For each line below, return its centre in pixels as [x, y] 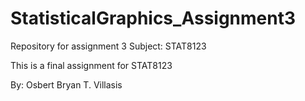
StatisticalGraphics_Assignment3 [153, 18]
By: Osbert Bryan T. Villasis [66, 84]
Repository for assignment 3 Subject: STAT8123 [108, 46]
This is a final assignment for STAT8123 [91, 65]
